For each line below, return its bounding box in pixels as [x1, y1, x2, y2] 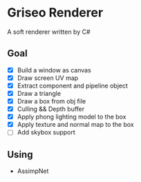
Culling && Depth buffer [17, 105, 85, 113]
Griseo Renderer [7, 5, 104, 21]
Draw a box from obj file [17, 97, 86, 105]
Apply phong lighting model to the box [17, 112, 126, 121]
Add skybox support [17, 128, 76, 136]
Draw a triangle [17, 89, 61, 97]
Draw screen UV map [17, 74, 79, 82]
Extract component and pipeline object [17, 81, 128, 90]
